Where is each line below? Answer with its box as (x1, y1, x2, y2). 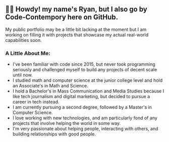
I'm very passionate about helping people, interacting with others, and (12, 126, 158, 132)
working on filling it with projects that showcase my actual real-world (5, 31, 149, 38)
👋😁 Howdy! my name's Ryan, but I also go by (5, 5, 147, 14)
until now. (12, 72, 33, 78)
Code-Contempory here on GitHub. (5, 13, 119, 22)
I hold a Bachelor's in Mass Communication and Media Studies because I (12, 88, 164, 94)
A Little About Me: (5, 50, 50, 57)
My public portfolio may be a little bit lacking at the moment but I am (5, 26, 147, 32)
